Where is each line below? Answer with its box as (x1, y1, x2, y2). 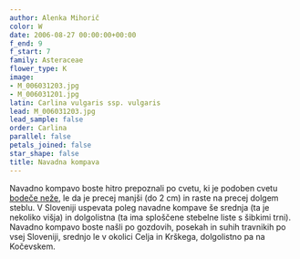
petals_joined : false (9, 140, 92, 150)
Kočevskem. (9, 241, 57, 252)
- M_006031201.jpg (9, 89, 79, 98)
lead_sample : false (9, 115, 84, 124)
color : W (9, 22, 43, 31)
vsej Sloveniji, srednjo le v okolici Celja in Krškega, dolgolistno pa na (9, 231, 266, 242)
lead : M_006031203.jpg (9, 107, 96, 116)
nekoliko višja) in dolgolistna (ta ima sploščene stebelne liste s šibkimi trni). (9, 212, 292, 223)
